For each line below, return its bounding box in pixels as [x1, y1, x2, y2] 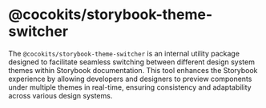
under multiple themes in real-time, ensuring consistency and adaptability [8, 82, 252, 92]
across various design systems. [8, 91, 113, 100]
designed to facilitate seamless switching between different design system [8, 57, 255, 67]
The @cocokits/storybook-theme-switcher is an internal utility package [8, 48, 240, 58]
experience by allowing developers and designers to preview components [8, 74, 252, 83]
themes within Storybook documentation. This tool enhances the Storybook [8, 65, 258, 75]
